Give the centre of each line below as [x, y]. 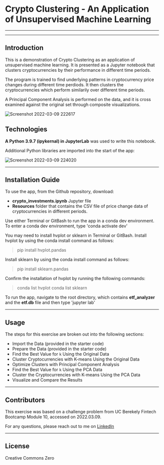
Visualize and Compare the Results [47, 380]
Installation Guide [32, 180]
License [17, 446]
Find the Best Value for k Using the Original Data [61, 354]
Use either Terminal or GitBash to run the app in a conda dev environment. [80, 221]
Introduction [24, 48]
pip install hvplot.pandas [42, 250]
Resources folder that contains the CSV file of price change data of [80, 206]
